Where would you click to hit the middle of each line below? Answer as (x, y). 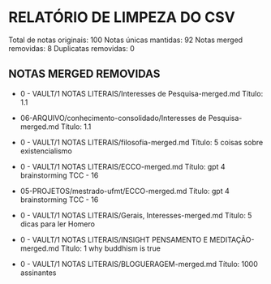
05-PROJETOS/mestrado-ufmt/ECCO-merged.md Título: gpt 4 (125, 191)
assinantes (38, 273)
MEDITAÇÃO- (232, 239)
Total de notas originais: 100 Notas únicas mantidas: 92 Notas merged (126, 40)
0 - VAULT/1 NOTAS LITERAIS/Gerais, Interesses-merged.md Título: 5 (136, 215)
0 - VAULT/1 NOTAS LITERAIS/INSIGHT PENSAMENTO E (114, 239)
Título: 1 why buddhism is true (110, 248)
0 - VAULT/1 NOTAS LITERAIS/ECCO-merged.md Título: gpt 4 (123, 166)
